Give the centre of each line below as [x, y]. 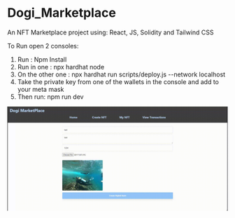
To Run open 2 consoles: [43, 46]
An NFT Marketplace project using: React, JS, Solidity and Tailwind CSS [111, 32]
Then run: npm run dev [50, 97]
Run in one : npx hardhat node [61, 67]
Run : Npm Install [42, 59]
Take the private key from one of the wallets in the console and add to [118, 81]
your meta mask [41, 89]
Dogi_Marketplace [62, 13]
